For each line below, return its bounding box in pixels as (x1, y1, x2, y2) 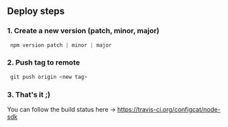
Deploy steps (7, 5, 65, 17)
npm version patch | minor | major (10, 41, 112, 49)
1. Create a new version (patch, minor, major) (7, 26, 160, 36)
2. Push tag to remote (7, 58, 80, 67)
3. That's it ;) (7, 89, 51, 99)
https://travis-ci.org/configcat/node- (117, 106, 221, 114)
